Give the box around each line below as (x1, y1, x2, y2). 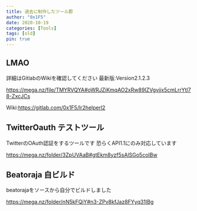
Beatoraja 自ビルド (6, 170, 75, 180)
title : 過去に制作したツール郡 (6, 8, 73, 15)
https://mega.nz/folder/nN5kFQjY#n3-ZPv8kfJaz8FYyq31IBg (6, 199, 154, 206)
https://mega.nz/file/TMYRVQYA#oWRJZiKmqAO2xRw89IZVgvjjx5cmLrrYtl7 (6, 86, 191, 93)
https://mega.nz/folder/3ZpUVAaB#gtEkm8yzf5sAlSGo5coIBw (6, 151, 157, 158)
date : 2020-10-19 (6, 20, 49, 25)
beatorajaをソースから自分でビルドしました (6, 187, 112, 194)
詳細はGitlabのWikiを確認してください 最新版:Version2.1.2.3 (6, 74, 150, 82)
